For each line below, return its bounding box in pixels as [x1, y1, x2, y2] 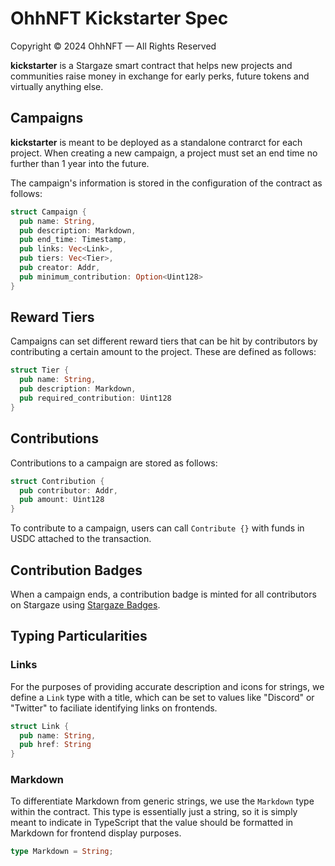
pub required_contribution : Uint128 [19, 393, 172, 404]
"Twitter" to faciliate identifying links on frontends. [10, 702, 218, 714]
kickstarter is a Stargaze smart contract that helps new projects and [10, 59, 293, 71]
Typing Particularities [10, 628, 148, 645]
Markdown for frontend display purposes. [10, 827, 182, 839]
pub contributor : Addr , [19, 485, 118, 496]
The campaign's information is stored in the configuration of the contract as [10, 177, 323, 189]
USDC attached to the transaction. [10, 533, 152, 545]
